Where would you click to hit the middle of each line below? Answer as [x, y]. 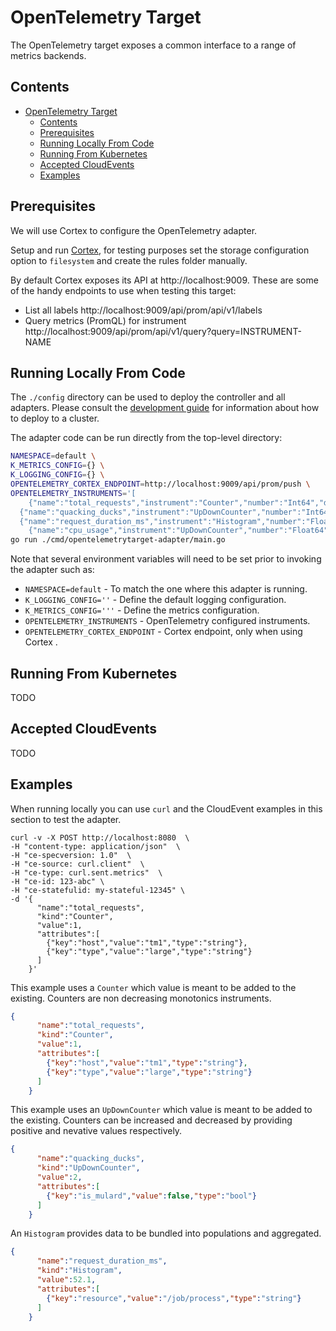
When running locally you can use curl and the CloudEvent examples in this [166, 808]
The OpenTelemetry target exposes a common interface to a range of [153, 45]
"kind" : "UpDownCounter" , [88, 1168]
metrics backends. [48, 55]
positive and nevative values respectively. [96, 1131]
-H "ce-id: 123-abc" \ [57, 881]
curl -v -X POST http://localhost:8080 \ [100, 837]
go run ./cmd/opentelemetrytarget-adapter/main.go [118, 540]
